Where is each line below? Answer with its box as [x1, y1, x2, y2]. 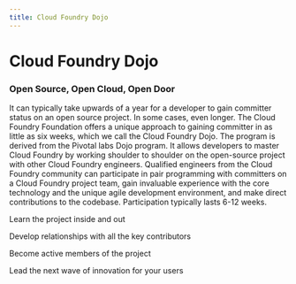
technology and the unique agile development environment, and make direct [9, 188, 287, 198]
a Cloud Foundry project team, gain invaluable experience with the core [9, 178, 269, 188]
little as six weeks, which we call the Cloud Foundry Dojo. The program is [9, 131, 276, 142]
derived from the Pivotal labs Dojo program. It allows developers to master [9, 141, 280, 151]
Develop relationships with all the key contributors [9, 231, 192, 242]
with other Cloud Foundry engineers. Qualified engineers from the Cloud [9, 159, 273, 170]
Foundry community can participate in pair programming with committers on [9, 169, 287, 180]
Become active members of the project [9, 249, 152, 259]
